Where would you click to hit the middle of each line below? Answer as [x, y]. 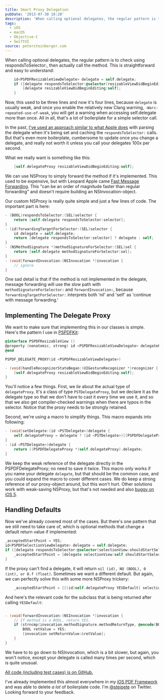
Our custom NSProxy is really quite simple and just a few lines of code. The [81, 201]
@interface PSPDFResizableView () [40, 341]
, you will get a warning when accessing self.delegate [102, 113]
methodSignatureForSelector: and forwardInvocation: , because [69, 290]
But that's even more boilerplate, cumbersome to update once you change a [82, 138]
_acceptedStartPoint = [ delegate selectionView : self [69, 555]
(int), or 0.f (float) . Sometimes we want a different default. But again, [79, 574]
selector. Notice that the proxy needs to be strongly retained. [66, 407]
